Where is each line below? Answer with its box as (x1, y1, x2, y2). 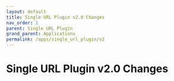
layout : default (6, 8, 46, 15)
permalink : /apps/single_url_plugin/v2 (6, 36, 105, 42)
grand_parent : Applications (6, 31, 76, 37)
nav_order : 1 (6, 20, 39, 26)
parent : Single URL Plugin (6, 25, 73, 32)
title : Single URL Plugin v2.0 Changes (6, 14, 105, 20)
